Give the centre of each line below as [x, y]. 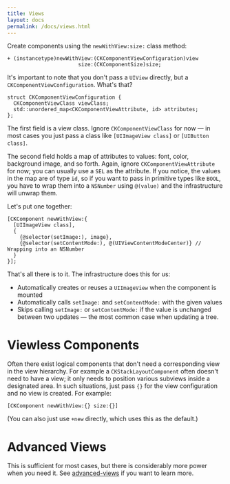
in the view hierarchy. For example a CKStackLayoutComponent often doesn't [113, 371]
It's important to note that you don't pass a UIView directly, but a [98, 77]
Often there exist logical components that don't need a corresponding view [114, 364]
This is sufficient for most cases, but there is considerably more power [107, 466]
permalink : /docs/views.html [49, 26]
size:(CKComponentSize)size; [120, 65]
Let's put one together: [40, 206]
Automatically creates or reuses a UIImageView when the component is [117, 288]
